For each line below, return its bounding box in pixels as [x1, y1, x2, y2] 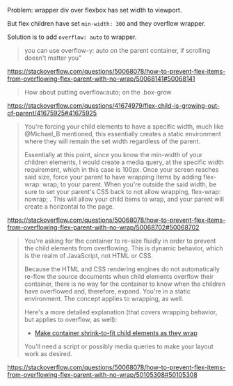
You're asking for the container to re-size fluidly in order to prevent [24, 236, 216, 245]
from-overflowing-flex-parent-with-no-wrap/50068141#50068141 [7, 74, 195, 83]
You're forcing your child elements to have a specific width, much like [24, 122, 224, 131]
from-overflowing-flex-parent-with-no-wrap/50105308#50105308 [7, 371, 198, 378]
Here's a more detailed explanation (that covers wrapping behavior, [24, 308, 218, 316]
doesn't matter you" [24, 54, 82, 62]
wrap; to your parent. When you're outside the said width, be [42, 180, 217, 188]
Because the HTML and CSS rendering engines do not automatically [24, 265, 220, 273]
